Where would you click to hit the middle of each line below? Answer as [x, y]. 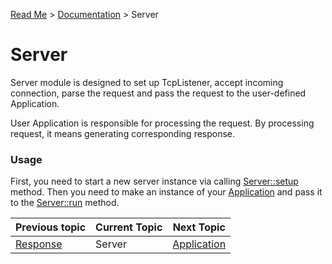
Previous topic [51, 227]
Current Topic [129, 227]
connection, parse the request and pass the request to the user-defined [158, 93]
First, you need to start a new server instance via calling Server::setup [154, 181]
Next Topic [199, 227]
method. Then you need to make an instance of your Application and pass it [166, 192]
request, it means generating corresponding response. [123, 133]
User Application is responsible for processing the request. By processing [162, 123]
